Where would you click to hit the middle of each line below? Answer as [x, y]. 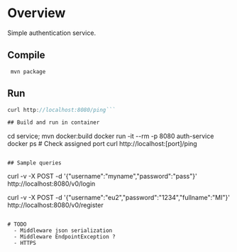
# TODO [17, 225]
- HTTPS [25, 243]
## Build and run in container [54, 122]
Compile [26, 55]
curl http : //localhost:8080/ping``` [61, 110]
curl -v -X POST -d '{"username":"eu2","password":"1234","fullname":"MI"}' [119, 198]
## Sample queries [34, 163]
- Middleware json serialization [63, 231]
